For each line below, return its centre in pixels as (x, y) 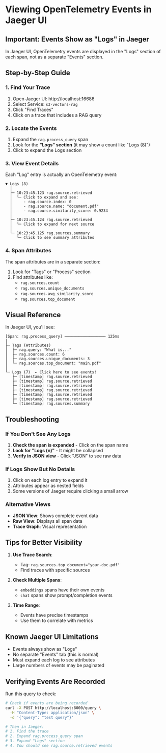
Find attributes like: (33, 277)
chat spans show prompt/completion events (66, 595)
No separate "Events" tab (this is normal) (56, 655)
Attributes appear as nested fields (48, 486)
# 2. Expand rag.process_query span (44, 736)
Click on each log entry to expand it (50, 480)
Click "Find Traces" (33, 109)
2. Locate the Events (31, 128)
